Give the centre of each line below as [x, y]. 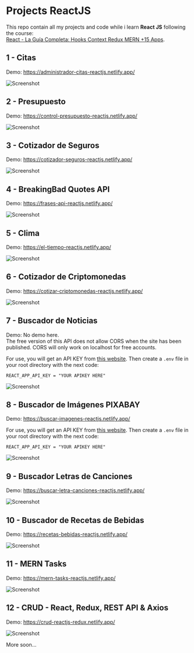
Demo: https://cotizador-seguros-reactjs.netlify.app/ [69, 160]
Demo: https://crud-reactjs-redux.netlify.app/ [61, 622]
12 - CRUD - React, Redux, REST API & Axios [87, 608]
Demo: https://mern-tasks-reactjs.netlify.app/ [61, 578]
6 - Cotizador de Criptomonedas [66, 277]
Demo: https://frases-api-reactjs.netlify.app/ [59, 204]
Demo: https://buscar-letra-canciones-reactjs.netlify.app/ [75, 490]
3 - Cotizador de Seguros [53, 145]
